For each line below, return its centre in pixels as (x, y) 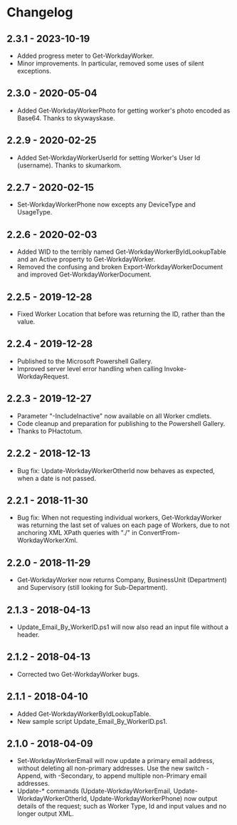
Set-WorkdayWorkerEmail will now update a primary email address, (116, 761)
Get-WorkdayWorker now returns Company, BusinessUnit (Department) (122, 580)
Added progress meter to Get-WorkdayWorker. (85, 56)
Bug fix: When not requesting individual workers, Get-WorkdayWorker (119, 518)
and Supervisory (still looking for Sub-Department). (92, 588)
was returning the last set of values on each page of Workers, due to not (123, 525)
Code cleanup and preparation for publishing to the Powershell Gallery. (121, 423)
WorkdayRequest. (43, 376)
